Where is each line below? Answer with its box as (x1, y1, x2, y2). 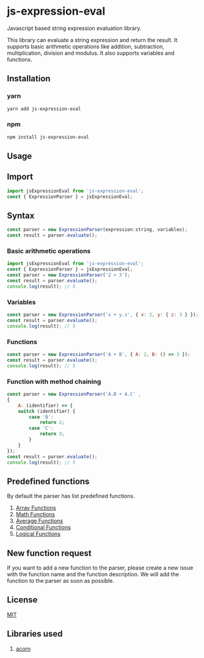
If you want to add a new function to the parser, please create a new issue (7, 564, 194, 571)
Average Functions (15, 517, 64, 525)
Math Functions (15, 511, 56, 518)
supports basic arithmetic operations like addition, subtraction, (7, 43, 164, 50)
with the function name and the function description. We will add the (7, 571, 180, 578)
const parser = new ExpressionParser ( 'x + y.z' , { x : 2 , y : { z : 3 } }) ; (7, 312, 199, 318)
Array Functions (15, 504, 57, 511)
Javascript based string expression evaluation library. (7, 24, 142, 32)
